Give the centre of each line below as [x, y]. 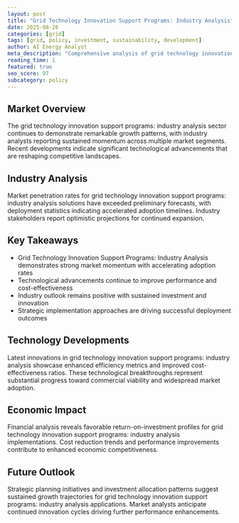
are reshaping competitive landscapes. [64, 156]
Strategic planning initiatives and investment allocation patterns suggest [113, 489]
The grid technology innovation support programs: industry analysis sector [117, 126]
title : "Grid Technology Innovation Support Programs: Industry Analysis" [121, 21]
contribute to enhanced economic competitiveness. [83, 450]
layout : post [27, 14]
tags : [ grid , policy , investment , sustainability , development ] [105, 41]
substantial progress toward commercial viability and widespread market [114, 380]
